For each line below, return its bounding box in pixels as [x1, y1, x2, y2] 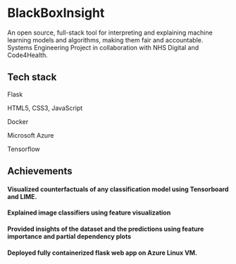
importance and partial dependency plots [7, 232, 132, 241]
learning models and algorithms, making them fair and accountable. [7, 35, 204, 44]
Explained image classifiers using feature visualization [7, 208, 171, 217]
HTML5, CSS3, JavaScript [7, 104, 83, 112]
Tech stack [7, 71, 57, 83]
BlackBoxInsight [7, 5, 105, 21]
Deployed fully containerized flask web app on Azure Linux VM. [7, 248, 197, 257]
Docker [7, 117, 29, 126]
